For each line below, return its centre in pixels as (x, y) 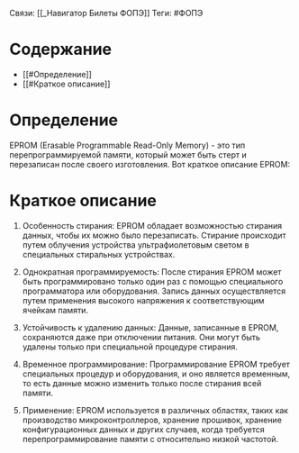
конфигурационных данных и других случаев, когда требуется (143, 429)
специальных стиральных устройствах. (99, 254)
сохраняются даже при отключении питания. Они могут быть (141, 337)
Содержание (61, 50)
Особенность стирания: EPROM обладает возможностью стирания (152, 225)
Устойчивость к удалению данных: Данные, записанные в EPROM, (150, 327)
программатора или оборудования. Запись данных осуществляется (154, 291)
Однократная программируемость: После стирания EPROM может (152, 272)
